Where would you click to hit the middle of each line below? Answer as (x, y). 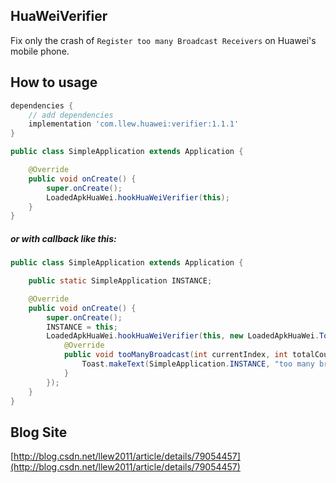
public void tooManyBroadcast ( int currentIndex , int (175, 355)
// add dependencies (71, 115)
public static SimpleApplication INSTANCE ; (120, 281)
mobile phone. (40, 51)
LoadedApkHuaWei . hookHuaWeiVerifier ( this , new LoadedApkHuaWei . (183, 336)
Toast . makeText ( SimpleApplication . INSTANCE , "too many (198, 364)
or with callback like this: (63, 238)
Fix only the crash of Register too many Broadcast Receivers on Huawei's (163, 40)
